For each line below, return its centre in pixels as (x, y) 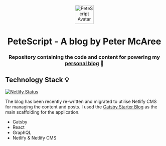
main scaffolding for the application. (42, 112)
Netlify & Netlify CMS (34, 137)
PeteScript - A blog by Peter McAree (84, 41)
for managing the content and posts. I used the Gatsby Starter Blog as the (81, 107)
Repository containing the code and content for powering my (84, 57)
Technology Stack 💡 (37, 80)
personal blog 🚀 (84, 64)
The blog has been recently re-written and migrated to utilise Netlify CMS (81, 101)
